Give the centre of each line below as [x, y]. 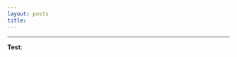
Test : [15, 47]
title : [17, 20]
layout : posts [28, 14]
